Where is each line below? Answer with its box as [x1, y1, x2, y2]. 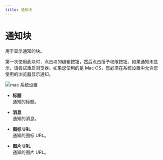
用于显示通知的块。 [5, 48, 45, 54]
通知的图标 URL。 [12, 132, 49, 138]
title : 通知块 [5, 7, 32, 12]
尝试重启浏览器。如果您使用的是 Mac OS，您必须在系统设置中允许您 [18, 64, 159, 70]
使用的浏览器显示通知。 [5, 71, 53, 77]
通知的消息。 [12, 115, 39, 121]
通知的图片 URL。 [12, 149, 49, 155]
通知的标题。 [12, 98, 39, 104]
